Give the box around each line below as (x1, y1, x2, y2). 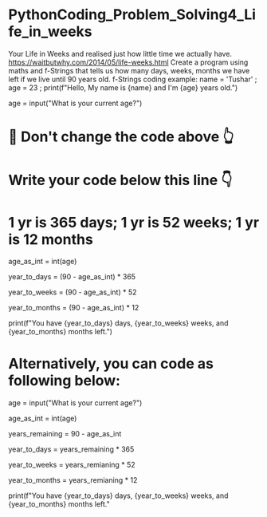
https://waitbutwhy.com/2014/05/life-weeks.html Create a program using (8, 57, 249, 67)
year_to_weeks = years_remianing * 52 (8, 460, 135, 470)
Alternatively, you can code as (8, 355, 214, 373)
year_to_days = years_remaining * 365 (8, 444, 135, 454)
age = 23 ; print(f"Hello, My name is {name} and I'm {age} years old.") (8, 82, 238, 93)
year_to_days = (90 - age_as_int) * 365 (8, 272, 136, 282)
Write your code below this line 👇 (8, 172, 233, 189)
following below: (8, 372, 121, 390)
